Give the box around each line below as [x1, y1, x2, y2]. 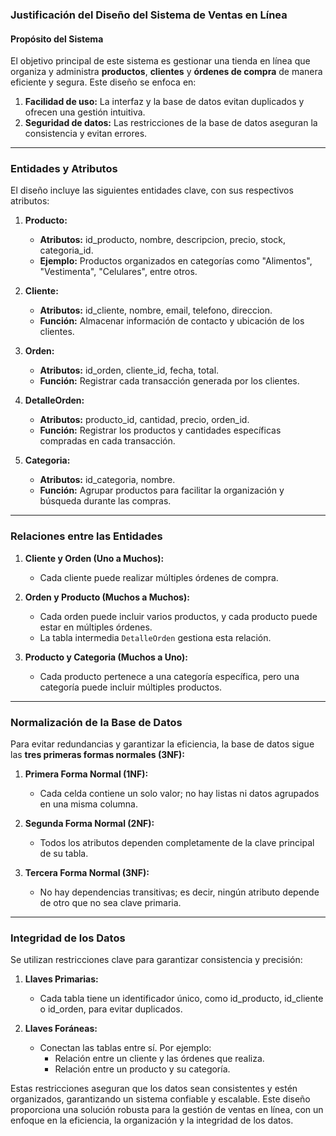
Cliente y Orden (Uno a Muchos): [24, 552, 165, 564]
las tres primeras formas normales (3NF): [10, 749, 186, 761]
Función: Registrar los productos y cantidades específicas [39, 424, 282, 437]
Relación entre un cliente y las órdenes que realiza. [54, 1053, 265, 1065]
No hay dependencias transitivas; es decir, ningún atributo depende [39, 886, 320, 898]
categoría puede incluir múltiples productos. [39, 681, 223, 693]
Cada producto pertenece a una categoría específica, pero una [39, 670, 300, 682]
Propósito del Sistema [10, 33, 104, 45]
